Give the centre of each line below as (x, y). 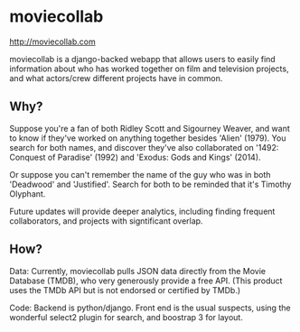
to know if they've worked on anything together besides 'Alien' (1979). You (148, 138)
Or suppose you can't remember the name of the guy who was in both (140, 174)
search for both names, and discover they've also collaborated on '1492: (144, 147)
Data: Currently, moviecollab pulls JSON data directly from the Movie (138, 271)
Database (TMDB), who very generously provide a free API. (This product (146, 281)
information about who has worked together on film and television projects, (149, 69)
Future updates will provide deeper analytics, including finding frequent (142, 211)
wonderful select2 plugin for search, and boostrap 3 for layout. (127, 317)
